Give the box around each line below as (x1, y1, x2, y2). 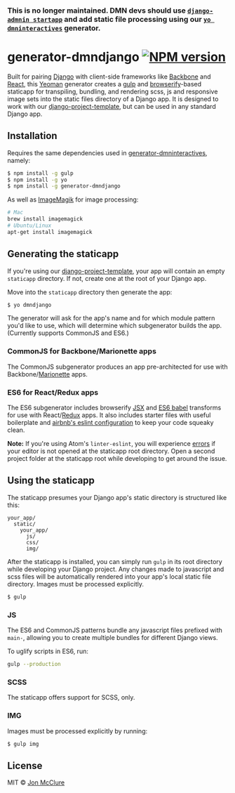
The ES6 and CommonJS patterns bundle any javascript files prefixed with (7, 626, 223, 634)
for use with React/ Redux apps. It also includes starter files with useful (7, 411, 211, 419)
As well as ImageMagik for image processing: (7, 195, 139, 204)
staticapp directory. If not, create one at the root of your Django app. (7, 274, 207, 282)
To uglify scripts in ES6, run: (7, 647, 89, 655)
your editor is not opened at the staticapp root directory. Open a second (7, 447, 215, 455)
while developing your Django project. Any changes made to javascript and (7, 565, 224, 573)
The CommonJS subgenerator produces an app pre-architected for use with (7, 362, 228, 371)
